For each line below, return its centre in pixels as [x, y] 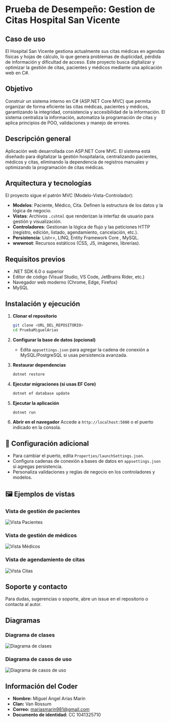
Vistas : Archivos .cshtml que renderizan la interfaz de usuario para [83, 216]
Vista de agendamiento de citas [45, 560]
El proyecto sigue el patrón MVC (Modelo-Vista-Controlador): [69, 196]
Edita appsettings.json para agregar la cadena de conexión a [84, 349]
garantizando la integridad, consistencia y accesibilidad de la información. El [85, 112]
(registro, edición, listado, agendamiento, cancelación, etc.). [75, 232]
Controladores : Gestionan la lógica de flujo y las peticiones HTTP [81, 227]
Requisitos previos [35, 259]
